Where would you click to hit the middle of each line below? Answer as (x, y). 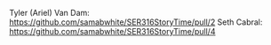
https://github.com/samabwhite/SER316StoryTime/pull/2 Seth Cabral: (136, 22)
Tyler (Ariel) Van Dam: (50, 13)
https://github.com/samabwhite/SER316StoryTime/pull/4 (112, 31)
